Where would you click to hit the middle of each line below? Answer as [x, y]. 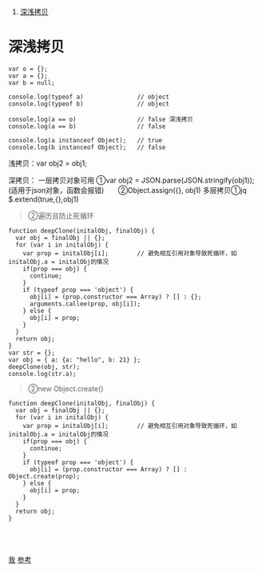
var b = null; [32, 82]
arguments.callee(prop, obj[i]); [85, 304]
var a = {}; [28, 76]
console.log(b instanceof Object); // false [87, 147]
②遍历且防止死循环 [61, 215]
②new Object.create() [65, 388]
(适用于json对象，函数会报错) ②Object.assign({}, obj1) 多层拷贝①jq [127, 190]
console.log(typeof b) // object [89, 104]
